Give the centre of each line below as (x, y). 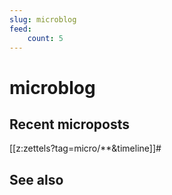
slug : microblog (43, 19)
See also (36, 179)
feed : (20, 29)
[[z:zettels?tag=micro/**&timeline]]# (85, 148)
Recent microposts (69, 124)
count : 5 (45, 38)
